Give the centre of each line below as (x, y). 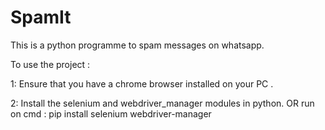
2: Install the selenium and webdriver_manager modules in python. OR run (162, 103)
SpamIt (41, 17)
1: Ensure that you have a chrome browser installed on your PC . (142, 83)
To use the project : (50, 64)
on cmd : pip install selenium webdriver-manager (111, 113)
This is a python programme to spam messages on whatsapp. (137, 45)
